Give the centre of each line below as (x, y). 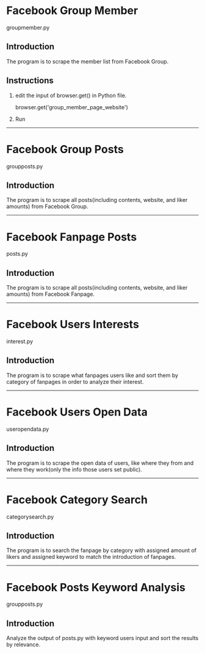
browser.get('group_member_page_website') (71, 107)
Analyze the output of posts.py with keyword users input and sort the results (103, 638)
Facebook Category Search (77, 499)
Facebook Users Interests (73, 325)
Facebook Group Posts (65, 149)
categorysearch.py (30, 517)
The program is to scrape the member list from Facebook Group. (88, 61)
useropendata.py (28, 429)
